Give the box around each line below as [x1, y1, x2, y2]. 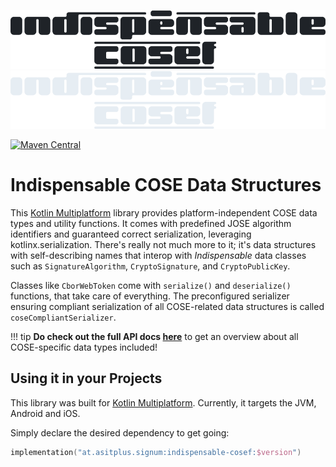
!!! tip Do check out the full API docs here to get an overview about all [10, 330, 299, 342]
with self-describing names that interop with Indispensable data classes [10, 249, 307, 261]
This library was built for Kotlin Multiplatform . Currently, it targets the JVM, [10, 396, 317, 409]
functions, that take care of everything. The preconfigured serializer [10, 290, 290, 302]
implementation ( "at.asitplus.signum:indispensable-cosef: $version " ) [10, 447, 302, 457]
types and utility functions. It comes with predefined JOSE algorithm [10, 217, 292, 229]
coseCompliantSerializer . [10, 311, 117, 323]
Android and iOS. [10, 407, 81, 419]
